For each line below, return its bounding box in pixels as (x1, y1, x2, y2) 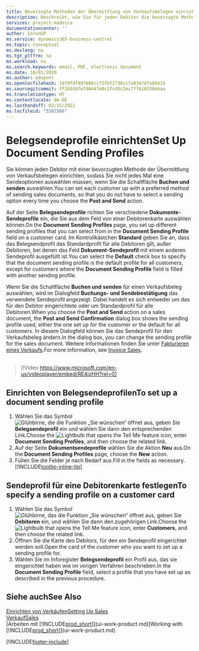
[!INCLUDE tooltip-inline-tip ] (14, 463, 82, 471)
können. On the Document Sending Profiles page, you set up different (6, 221, 177, 228)
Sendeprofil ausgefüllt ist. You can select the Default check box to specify (6, 253, 187, 260)
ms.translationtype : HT (6, 91, 65, 97)
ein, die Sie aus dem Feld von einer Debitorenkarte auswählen (40, 215, 191, 223)
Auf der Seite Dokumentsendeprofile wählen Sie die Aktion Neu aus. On (14, 444, 191, 452)
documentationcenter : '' (6, 25, 68, 31)
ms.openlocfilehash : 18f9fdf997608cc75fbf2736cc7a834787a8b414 (6, 81, 166, 87)
